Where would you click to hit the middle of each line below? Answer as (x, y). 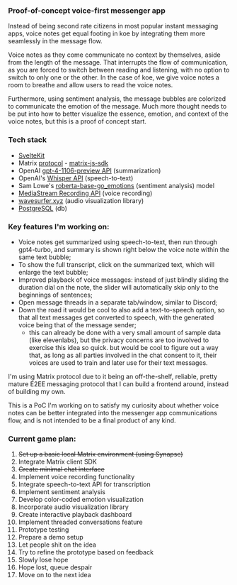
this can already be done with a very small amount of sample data (125, 332)
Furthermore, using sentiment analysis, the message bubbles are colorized (117, 99)
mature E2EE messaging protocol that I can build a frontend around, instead (118, 384)
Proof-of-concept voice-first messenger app (87, 11)
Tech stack (27, 140)
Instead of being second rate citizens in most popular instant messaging (113, 26)
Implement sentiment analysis (62, 492)
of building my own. (37, 391)
